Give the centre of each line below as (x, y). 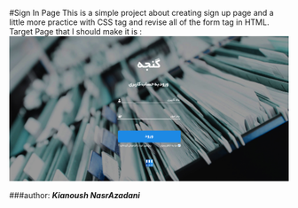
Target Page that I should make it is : (76, 31)
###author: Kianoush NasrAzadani (74, 196)
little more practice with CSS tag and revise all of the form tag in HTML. (139, 22)
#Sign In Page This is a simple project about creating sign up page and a (141, 13)
